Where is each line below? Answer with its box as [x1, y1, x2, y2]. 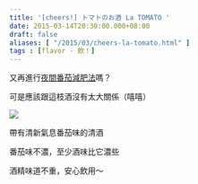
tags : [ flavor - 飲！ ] [9, 47, 96, 56]
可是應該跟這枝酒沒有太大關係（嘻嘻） [9, 92, 151, 102]
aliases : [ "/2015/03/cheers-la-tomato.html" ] [9, 38, 191, 48]
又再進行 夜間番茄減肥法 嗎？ [9, 73, 112, 83]
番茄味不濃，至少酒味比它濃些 [9, 146, 119, 157]
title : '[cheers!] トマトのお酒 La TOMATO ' [9, 13, 170, 22]
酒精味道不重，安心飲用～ [9, 165, 104, 176]
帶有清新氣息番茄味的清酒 [9, 127, 104, 138]
